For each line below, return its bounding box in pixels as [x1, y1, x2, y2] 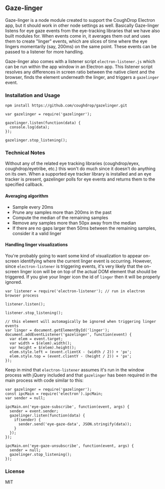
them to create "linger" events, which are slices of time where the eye [5, 38, 148, 44]
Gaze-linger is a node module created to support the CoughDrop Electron [5, 17, 155, 23]
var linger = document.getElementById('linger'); [5, 327, 110, 333]
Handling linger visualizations [5, 242, 68, 247]
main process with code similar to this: [5, 377, 84, 383]
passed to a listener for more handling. [5, 49, 84, 55]
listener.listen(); [5, 302, 46, 306]
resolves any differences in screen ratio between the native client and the [5, 69, 155, 75]
